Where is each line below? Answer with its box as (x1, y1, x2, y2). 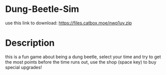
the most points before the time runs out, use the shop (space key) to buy (5, 59, 157, 65)
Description (5, 37, 55, 49)
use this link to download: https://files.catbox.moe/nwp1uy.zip (5, 20, 132, 26)
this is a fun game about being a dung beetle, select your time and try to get (5, 54, 161, 60)
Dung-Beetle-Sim (5, 3, 79, 15)
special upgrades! (5, 64, 42, 70)
